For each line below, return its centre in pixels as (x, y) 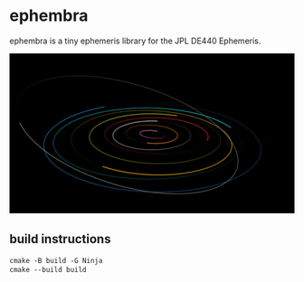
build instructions (60, 239)
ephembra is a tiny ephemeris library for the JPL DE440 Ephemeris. (135, 41)
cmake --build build (48, 270)
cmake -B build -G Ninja (56, 261)
